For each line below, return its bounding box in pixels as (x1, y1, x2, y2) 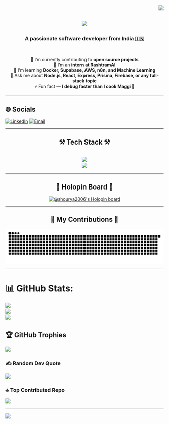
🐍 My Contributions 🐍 (50, 215, 119, 224)
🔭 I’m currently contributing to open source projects (30, 57, 139, 63)
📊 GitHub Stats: (5, 282, 74, 294)
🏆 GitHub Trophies (5, 331, 67, 339)
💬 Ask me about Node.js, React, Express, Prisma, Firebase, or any (10, 73, 149, 79)
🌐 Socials (5, 105, 36, 113)
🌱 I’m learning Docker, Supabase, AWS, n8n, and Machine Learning (13, 67, 156, 73)
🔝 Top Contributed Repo (5, 387, 65, 394)
